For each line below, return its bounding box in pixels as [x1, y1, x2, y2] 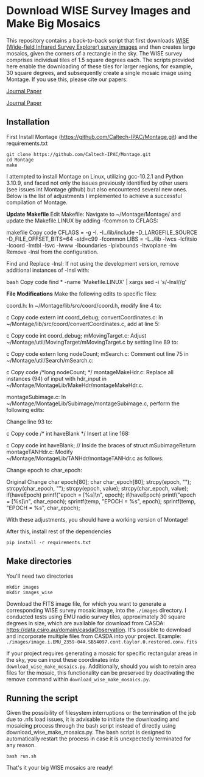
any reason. [6, 742, 37, 749]
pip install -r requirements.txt [6, 539, 91, 545]
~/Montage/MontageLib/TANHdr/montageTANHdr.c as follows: [6, 455, 164, 462]
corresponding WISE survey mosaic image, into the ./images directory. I [6, 606, 187, 614]
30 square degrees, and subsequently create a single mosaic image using [6, 69, 192, 76]
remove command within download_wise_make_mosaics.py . [6, 675, 150, 683]
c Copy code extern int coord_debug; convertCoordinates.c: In [6, 313, 163, 321]
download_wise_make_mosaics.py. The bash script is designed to [6, 729, 172, 736]
